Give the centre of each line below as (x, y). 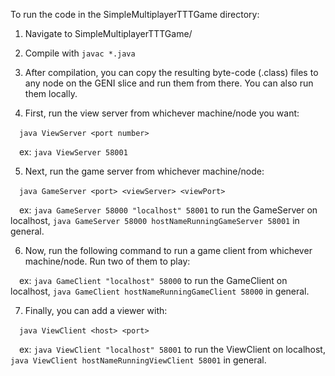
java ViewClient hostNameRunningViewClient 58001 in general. (138, 360)
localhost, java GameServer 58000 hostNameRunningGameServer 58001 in (155, 220)
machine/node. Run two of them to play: (107, 261)
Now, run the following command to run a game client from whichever (168, 250)
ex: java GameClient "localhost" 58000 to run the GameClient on (153, 280)
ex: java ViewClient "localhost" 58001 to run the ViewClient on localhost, (172, 349)
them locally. (51, 93)
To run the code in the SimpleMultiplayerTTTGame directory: (135, 14)
